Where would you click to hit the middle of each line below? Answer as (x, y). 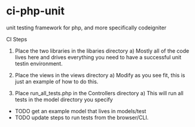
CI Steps (17, 39)
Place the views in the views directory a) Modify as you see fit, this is (100, 75)
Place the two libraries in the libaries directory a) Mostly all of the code (102, 51)
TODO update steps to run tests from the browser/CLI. (82, 117)
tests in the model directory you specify (64, 99)
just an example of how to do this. (57, 81)
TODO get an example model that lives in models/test (80, 111)
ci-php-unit (35, 11)
